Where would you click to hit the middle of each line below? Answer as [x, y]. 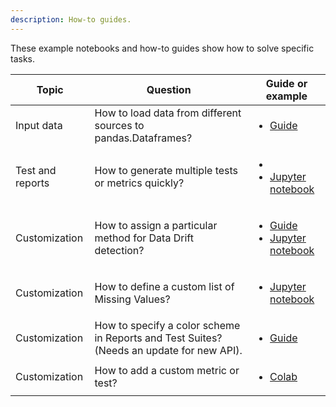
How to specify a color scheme [167, 325]
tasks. [23, 58]
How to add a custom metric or [167, 370]
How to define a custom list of [164, 286]
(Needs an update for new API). [168, 350]
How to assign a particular [156, 225]
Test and [36, 170]
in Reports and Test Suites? [158, 338]
